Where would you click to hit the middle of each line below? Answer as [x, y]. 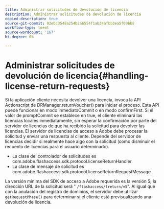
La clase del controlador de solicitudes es [54, 156]
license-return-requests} [58, 86]
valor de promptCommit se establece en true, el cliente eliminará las [74, 115]
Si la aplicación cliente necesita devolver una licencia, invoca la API [73, 100]
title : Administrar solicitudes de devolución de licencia [67, 10]
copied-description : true [31, 19]
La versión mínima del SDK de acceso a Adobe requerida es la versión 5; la [81, 181]
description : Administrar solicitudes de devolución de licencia [73, 14]
